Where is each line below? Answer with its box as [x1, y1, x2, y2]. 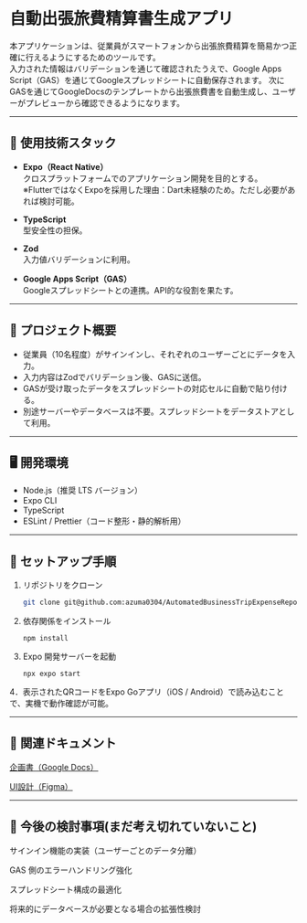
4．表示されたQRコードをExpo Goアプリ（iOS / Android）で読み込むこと [9, 686, 285, 697]
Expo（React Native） [22, 161, 109, 172]
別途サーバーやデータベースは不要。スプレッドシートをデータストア [22, 406, 279, 417]
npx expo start [22, 669, 81, 679]
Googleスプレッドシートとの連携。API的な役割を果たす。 [22, 284, 238, 295]
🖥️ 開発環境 [9, 454, 69, 471]
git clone [22, 598, 61, 608]
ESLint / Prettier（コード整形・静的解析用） [22, 515, 186, 526]
